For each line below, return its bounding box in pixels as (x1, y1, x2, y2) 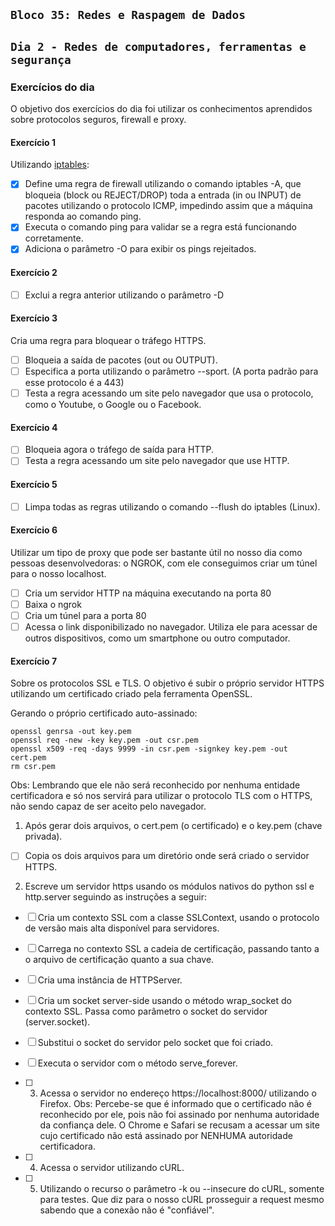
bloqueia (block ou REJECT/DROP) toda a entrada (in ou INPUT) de (24, 189, 302, 201)
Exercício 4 (10, 421, 58, 433)
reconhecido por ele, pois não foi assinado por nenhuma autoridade (39, 1109, 320, 1121)
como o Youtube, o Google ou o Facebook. (24, 399, 202, 411)
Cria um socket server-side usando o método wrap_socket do (37, 995, 292, 1007)
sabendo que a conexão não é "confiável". (39, 1204, 215, 1216)
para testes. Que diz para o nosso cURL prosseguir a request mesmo (39, 1194, 325, 1206)
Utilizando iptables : (10, 159, 90, 171)
